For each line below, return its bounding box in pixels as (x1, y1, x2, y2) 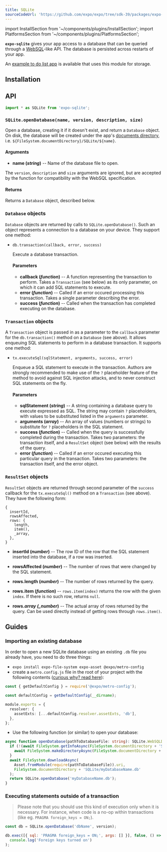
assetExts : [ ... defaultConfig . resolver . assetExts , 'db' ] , (14, 711, 137, 716)
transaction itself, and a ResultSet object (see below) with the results (19, 440, 161, 446)
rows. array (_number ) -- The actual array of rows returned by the (12, 603, 149, 609)
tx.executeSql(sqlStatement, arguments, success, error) (12, 356, 133, 361)
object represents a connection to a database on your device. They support (5, 227, 160, 233)
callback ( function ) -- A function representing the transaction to (19, 273, 153, 279)
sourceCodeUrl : (5, 12, 37, 17)
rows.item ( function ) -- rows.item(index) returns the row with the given (12, 588, 161, 594)
